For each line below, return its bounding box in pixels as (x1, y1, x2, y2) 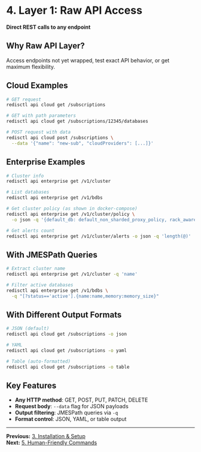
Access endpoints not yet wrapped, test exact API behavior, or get (6, 56, 170, 64)
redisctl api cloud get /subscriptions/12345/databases (6, 118, 148, 125)
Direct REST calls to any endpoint (6, 23, 91, 31)
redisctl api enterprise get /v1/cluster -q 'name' (6, 271, 138, 278)
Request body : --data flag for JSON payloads (14, 403, 129, 410)
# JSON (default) (6, 326, 50, 332)
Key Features (6, 381, 57, 391)
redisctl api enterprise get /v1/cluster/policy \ (6, 211, 135, 217)
